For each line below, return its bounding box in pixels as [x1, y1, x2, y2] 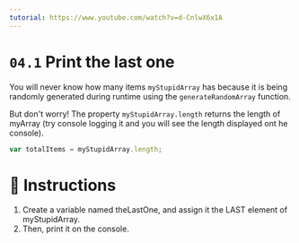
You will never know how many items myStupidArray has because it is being [9, 82, 288, 92]
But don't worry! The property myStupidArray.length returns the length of [9, 108, 281, 119]
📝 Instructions [9, 175, 117, 195]
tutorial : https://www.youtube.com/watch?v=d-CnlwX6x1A [9, 13, 223, 22]
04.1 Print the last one [9, 51, 175, 72]
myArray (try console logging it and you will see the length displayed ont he [9, 117, 288, 128]
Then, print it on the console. [22, 223, 130, 234]
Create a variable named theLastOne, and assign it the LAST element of [22, 204, 288, 215]
